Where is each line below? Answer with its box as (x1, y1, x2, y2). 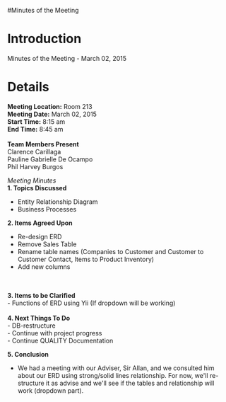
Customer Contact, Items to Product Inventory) (17, 255, 154, 263)
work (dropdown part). (17, 386, 84, 395)
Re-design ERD (17, 232, 62, 241)
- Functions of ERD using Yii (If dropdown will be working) (7, 299, 176, 307)
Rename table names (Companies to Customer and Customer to (17, 247, 204, 255)
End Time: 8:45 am (7, 125, 64, 133)
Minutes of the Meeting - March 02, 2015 (7, 54, 127, 62)
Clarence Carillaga (7, 147, 61, 156)
